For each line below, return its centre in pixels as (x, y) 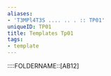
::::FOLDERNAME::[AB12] (43, 66)
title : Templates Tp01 (40, 33)
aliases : (20, 14)
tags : (15, 40)
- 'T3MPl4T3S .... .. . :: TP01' (56, 20)
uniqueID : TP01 (30, 26)
